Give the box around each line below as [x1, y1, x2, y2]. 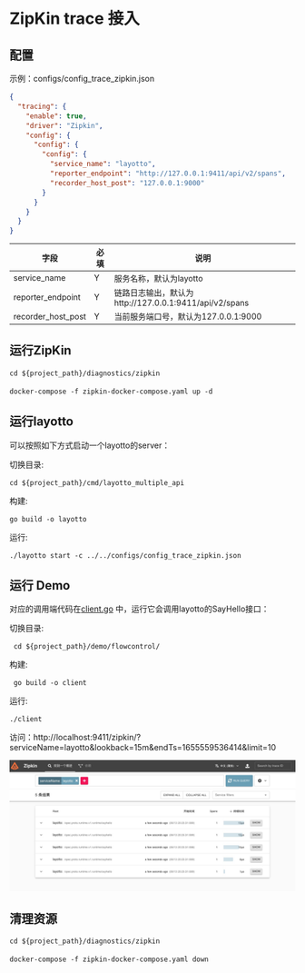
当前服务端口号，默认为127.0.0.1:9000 [113, 311, 262, 323]
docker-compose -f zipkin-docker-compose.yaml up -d [9, 387, 213, 396]
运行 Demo [9, 578, 71, 593]
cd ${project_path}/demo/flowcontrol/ [13, 642, 161, 651]
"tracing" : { [17, 102, 67, 111]
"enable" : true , [25, 111, 88, 121]
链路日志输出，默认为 [113, 287, 194, 298]
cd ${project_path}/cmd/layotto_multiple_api [9, 478, 184, 487]
